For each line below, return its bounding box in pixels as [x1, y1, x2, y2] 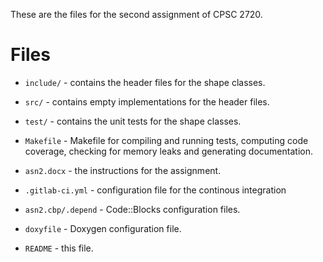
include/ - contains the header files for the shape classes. [24, 76, 266, 88]
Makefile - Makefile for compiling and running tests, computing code [24, 134, 309, 146]
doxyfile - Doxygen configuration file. [24, 222, 182, 234]
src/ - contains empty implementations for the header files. [24, 95, 270, 108]
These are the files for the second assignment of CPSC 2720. [10, 9, 263, 20]
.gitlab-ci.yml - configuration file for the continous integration [24, 184, 287, 196]
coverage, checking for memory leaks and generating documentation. [24, 145, 313, 157]
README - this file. [24, 242, 94, 254]
